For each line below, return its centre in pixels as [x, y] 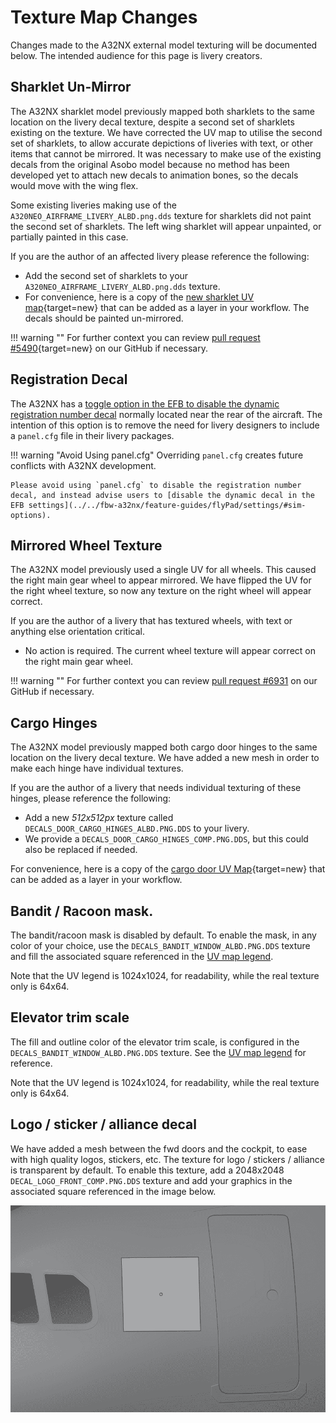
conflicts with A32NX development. [83, 465]
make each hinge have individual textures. [97, 768]
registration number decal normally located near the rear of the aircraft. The [166, 414]
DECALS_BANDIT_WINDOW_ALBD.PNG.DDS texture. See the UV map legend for [158, 1052]
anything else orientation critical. [77, 632]
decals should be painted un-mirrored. [104, 318]
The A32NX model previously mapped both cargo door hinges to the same [164, 747]
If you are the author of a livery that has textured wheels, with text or [151, 621]
